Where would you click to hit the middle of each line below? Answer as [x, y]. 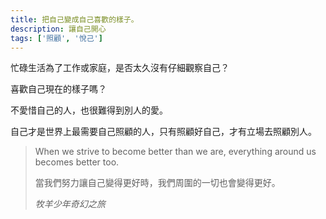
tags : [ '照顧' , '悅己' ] [56, 38]
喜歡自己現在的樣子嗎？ [58, 89]
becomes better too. [77, 162]
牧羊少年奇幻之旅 [70, 204]
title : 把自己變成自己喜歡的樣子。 [74, 19]
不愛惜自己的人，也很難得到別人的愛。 [89, 110]
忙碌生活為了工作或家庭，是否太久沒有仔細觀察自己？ [120, 68]
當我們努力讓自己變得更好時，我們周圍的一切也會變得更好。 [157, 183]
